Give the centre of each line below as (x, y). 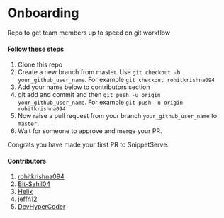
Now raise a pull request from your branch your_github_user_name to (117, 116)
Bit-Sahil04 (34, 184)
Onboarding (43, 13)
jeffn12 (27, 199)
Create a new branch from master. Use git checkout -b (99, 72)
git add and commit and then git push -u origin (89, 95)
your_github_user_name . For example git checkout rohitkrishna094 (116, 80)
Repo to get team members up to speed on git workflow (89, 33)
